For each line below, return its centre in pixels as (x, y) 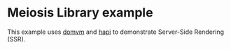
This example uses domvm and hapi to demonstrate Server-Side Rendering (115, 32)
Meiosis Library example (80, 13)
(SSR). (16, 39)
